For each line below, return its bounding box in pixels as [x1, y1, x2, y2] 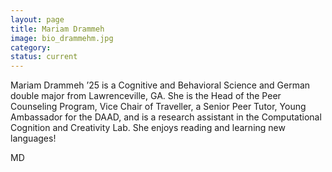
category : [10, 42, 52, 53]
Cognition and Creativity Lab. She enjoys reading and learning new [10, 122, 286, 134]
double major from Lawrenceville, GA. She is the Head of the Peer [10, 90, 282, 102]
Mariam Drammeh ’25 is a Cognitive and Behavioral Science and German [10, 79, 311, 91]
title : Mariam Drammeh [10, 24, 105, 34]
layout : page [10, 14, 65, 25]
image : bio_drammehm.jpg [10, 33, 114, 43]
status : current [10, 52, 78, 62]
